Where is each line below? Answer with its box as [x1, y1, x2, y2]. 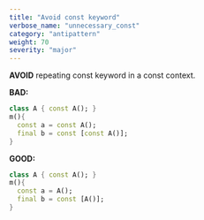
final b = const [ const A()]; [17, 129, 128, 138]
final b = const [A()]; [17, 195, 104, 204]
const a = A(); [17, 186, 73, 195]
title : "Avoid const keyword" [9, 12, 121, 22]
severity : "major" [9, 46, 77, 55]
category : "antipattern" [9, 29, 101, 38]
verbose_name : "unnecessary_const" [9, 21, 140, 30]
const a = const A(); [17, 120, 97, 129]
